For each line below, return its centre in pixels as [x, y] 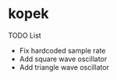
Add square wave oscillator [63, 59]
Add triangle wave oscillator [64, 67]
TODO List [25, 35]
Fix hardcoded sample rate [62, 50]
